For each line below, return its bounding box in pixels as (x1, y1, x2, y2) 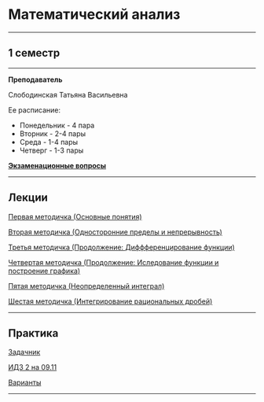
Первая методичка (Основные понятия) (8, 212, 143, 221)
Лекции (8, 191, 49, 205)
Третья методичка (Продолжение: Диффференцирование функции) (8, 242, 236, 252)
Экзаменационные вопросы (8, 160, 107, 170)
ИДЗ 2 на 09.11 (8, 363, 57, 372)
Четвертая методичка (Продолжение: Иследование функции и (8, 257, 219, 267)
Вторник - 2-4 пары (19, 128, 86, 138)
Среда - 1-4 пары (19, 137, 79, 146)
